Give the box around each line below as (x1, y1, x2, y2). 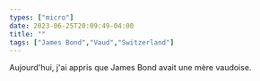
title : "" (9, 29, 47, 38)
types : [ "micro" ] (9, 12, 74, 22)
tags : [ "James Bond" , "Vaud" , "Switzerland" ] (9, 37, 175, 47)
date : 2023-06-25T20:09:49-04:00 (9, 21, 134, 30)
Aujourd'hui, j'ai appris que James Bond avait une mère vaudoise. (9, 62, 252, 73)
